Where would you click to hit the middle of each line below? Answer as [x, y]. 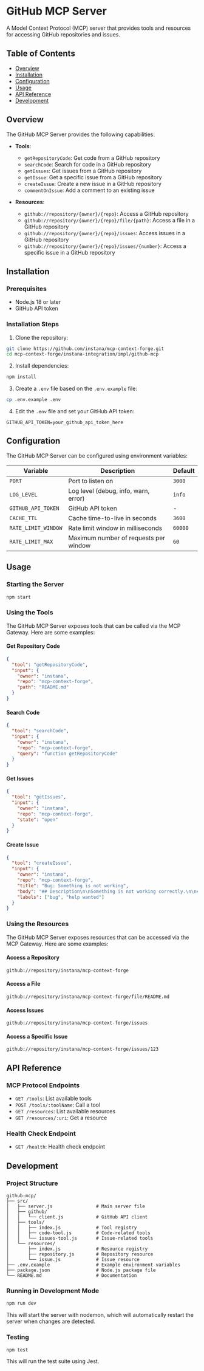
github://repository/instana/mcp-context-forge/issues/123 [83, 1050]
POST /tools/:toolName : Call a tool [58, 1105]
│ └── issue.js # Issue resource [73, 1260]
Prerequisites [26, 289]
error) [76, 498]
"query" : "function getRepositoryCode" [68, 754]
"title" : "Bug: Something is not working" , [73, 885]
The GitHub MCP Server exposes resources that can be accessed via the [98, 937]
